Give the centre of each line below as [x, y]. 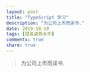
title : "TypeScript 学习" [37, 17]
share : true [21, 46]
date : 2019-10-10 [28, 28]
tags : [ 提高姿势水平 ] [30, 34]
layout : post [22, 12]
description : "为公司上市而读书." [45, 23]
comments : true [25, 40]
